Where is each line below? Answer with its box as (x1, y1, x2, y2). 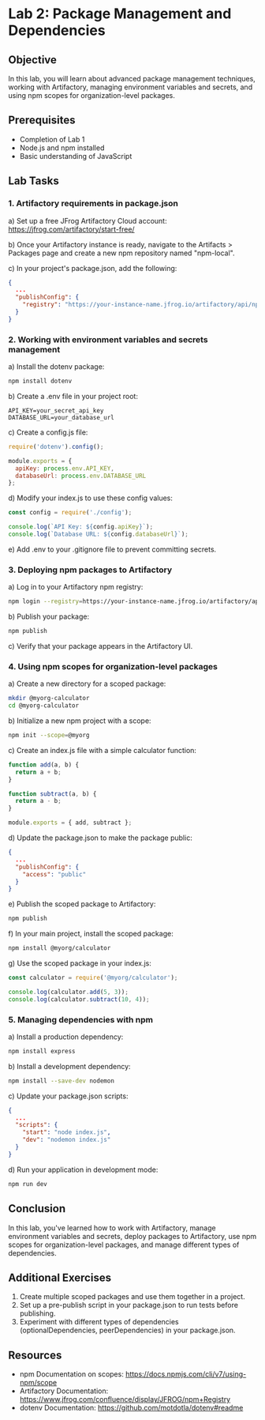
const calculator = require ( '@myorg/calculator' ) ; (8, 974, 178, 982)
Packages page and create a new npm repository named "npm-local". (8, 248, 235, 258)
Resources (8, 1348, 62, 1362)
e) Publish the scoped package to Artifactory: (8, 899, 156, 909)
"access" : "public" (22, 870, 87, 878)
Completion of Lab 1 (19, 134, 85, 144)
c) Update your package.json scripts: (8, 1091, 129, 1101)
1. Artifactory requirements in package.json (8, 198, 179, 209)
